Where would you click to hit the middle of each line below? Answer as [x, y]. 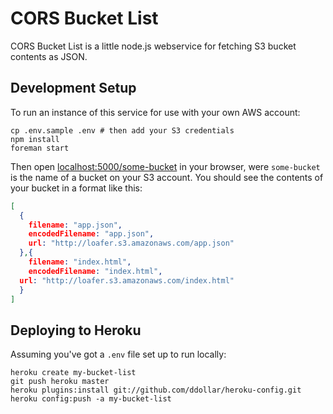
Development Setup [73, 88]
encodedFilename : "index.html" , [95, 271]
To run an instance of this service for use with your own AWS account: [155, 112]
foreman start [40, 148]
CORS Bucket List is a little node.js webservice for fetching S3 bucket [153, 46]
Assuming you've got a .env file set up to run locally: [118, 354]
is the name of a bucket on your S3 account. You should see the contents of [167, 177]
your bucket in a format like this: [76, 188]
